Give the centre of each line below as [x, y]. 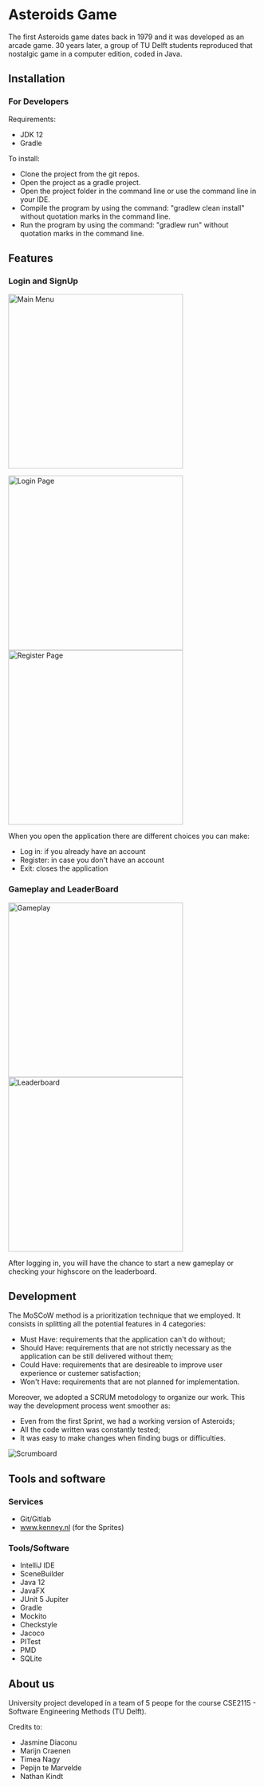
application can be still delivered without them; [97, 1356]
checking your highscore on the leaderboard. [83, 1271]
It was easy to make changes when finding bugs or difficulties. [122, 1438]
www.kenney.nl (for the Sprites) [72, 1528]
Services [26, 1501]
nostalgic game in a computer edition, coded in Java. [95, 53]
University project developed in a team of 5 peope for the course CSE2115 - [132, 1703]
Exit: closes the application [64, 868]
